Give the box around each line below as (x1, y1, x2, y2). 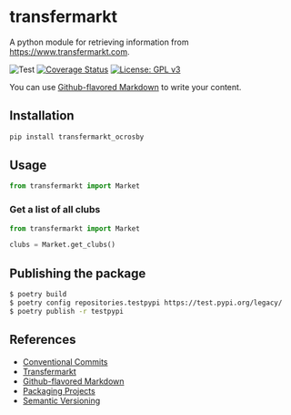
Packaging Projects (22, 385, 95, 396)
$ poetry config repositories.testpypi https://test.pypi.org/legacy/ (9, 298, 283, 307)
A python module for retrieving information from (9, 36, 189, 47)
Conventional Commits (22, 356, 108, 367)
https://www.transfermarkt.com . (9, 46, 130, 57)
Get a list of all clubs (9, 203, 101, 216)
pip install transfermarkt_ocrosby (9, 132, 145, 141)
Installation (9, 108, 75, 124)
